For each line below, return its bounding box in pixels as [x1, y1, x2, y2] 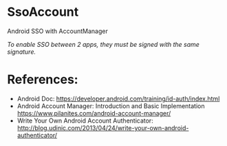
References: [7, 72, 78, 87]
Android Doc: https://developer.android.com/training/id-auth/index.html [17, 94, 220, 103]
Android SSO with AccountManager [7, 27, 108, 35]
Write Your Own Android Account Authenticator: [17, 116, 153, 125]
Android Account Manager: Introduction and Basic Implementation [17, 101, 205, 110]
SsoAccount [7, 4, 79, 20]
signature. [7, 48, 36, 56]
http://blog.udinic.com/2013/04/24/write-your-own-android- [17, 123, 189, 132]
